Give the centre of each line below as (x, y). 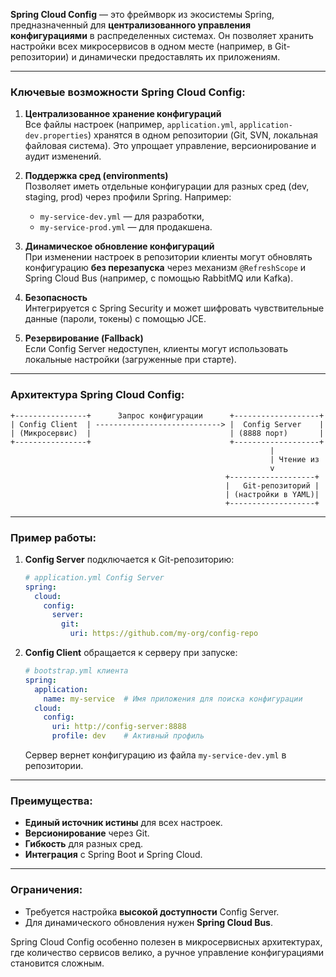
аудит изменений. (63, 156)
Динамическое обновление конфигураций (119, 246)
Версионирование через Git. (87, 833)
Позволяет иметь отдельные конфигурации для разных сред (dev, (167, 186)
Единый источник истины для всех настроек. (123, 823)
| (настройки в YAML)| (272, 494)
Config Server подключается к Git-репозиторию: (129, 559)
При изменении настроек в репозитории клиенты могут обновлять (168, 257)
